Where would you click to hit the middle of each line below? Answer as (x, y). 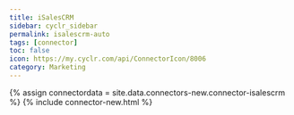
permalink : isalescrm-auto (60, 34)
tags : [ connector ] (43, 42)
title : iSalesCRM (42, 17)
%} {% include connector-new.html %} (81, 102)
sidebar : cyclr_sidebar (54, 26)
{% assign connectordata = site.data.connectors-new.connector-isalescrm (147, 92)
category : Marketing (48, 68)
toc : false (30, 51)
